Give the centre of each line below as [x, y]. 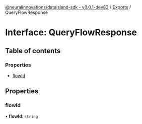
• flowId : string [22, 116]
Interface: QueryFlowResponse [71, 32]
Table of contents [33, 51]
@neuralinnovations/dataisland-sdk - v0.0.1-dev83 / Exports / [68, 7]
